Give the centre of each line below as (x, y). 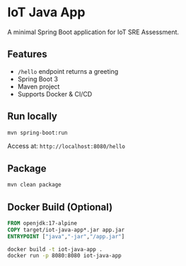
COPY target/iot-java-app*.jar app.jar (66, 230)
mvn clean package (34, 185)
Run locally (33, 117)
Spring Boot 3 (38, 79)
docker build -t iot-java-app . (55, 249)
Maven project (39, 87)
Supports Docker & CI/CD (55, 94)
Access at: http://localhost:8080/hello (66, 146)
